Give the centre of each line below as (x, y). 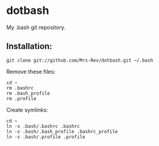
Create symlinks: (27, 110)
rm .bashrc (20, 88)
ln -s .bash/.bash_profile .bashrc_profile (62, 131)
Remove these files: (31, 71)
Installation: (29, 46)
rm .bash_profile (28, 93)
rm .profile (21, 98)
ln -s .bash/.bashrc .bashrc (43, 126)
